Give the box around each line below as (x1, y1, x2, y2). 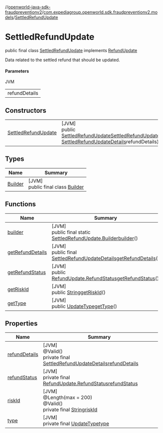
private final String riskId (43, 406, 98, 413)
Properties (5, 319, 38, 328)
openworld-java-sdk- (8, 4, 51, 10)
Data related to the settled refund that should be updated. (5, 57, 120, 63)
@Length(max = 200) (43, 394, 93, 401)
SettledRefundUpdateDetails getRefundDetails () (51, 255, 160, 261)
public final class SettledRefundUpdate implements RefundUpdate (5, 47, 137, 53)
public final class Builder (28, 183, 84, 190)
